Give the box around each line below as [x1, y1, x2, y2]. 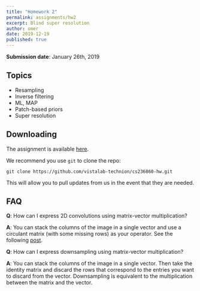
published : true [6, 37, 47, 43]
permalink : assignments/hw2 [6, 14, 77, 20]
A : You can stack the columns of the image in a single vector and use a [6, 224, 181, 231]
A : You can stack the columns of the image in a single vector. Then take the [6, 260, 193, 267]
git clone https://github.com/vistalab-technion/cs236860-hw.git [6, 169, 172, 175]
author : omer [6, 25, 39, 32]
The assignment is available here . [6, 145, 89, 152]
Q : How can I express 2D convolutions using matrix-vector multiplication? [6, 212, 187, 220]
